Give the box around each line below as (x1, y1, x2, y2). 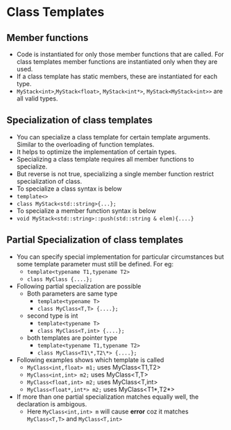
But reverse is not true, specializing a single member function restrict (16, 169, 214, 178)
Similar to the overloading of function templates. (16, 140, 155, 148)
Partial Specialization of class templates (6, 234, 184, 246)
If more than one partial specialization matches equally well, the (16, 393, 199, 401)
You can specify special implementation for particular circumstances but (16, 252, 224, 261)
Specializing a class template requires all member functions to (16, 155, 195, 163)
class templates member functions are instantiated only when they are (16, 58, 218, 66)
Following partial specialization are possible (16, 282, 142, 290)
